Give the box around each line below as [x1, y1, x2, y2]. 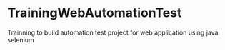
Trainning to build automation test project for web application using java [7, 28, 219, 37]
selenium [7, 35, 34, 44]
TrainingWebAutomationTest [7, 5, 182, 21]
